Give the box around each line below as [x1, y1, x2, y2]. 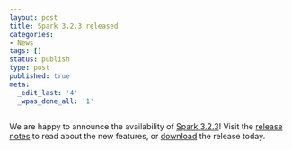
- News [9, 38, 34, 48]
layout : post [9, 13, 58, 22]
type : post [9, 64, 50, 73]
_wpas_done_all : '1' [17, 96, 94, 106]
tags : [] [9, 47, 42, 56]
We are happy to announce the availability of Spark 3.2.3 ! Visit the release [9, 121, 283, 132]
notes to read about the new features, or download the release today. [9, 131, 266, 142]
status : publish [9, 55, 70, 64]
